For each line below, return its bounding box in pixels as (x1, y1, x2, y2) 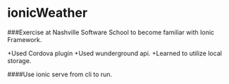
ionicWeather (7, 5, 88, 21)
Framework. (7, 35, 42, 43)
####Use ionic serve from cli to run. (7, 70, 113, 78)
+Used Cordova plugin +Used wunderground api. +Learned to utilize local (7, 49, 222, 57)
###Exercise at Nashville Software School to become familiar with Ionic (7, 28, 215, 36)
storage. (7, 56, 32, 64)
